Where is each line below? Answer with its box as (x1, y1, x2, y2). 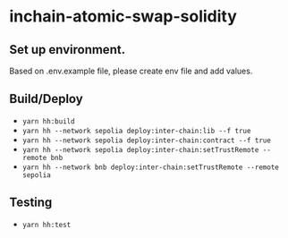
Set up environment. (9, 42, 126, 57)
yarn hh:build (21, 116, 75, 126)
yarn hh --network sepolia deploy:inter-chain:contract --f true (21, 136, 271, 145)
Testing (9, 195, 53, 210)
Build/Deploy (9, 91, 83, 106)
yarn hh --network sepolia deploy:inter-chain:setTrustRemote (21, 145, 259, 154)
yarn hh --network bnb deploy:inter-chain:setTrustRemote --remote (21, 163, 279, 172)
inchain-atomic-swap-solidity (9, 6, 237, 27)
